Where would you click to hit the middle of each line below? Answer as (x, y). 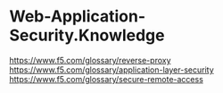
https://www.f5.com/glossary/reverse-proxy (90, 60)
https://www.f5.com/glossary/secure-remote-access (106, 79)
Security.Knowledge (87, 35)
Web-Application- (78, 17)
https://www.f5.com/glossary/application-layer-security (111, 70)
